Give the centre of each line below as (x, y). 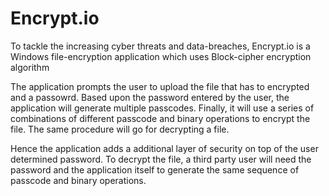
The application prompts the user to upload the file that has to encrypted (160, 86)
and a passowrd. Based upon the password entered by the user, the (150, 97)
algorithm (30, 67)
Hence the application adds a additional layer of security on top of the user (164, 148)
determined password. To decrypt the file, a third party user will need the (161, 159)
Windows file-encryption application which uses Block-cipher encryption (161, 56)
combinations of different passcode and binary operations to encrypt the (160, 118)
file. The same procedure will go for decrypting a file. (120, 129)
